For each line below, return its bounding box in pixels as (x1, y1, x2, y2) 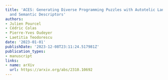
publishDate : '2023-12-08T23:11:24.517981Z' (5, 44, 99, 49)
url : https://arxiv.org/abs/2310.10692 (9, 68, 93, 73)
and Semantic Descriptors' (9, 12, 66, 17)
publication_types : (5, 49, 46, 54)
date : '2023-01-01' (5, 40, 46, 45)
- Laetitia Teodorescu (5, 35, 52, 40)
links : (5, 58, 19, 63)
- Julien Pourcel (5, 21, 41, 26)
